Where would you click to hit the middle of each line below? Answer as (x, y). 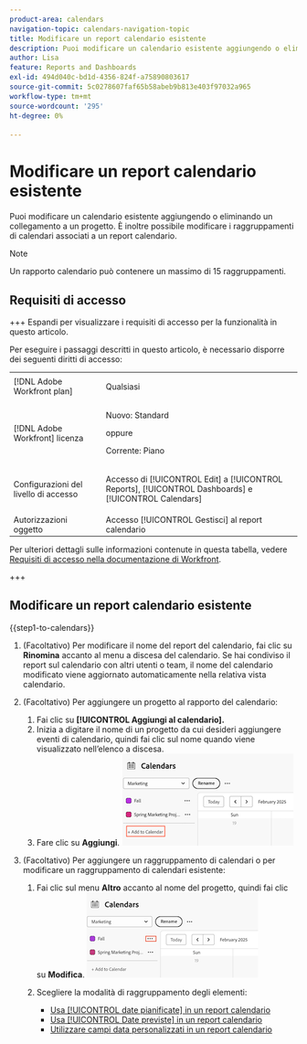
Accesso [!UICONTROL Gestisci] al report (184, 519)
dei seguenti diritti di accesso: (66, 359)
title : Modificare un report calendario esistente (108, 38)
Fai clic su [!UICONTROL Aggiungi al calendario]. (131, 719)
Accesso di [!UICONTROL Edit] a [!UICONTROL (194, 479)
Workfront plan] (43, 391)
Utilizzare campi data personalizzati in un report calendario (161, 1029)
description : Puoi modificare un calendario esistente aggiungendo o (145, 48)
